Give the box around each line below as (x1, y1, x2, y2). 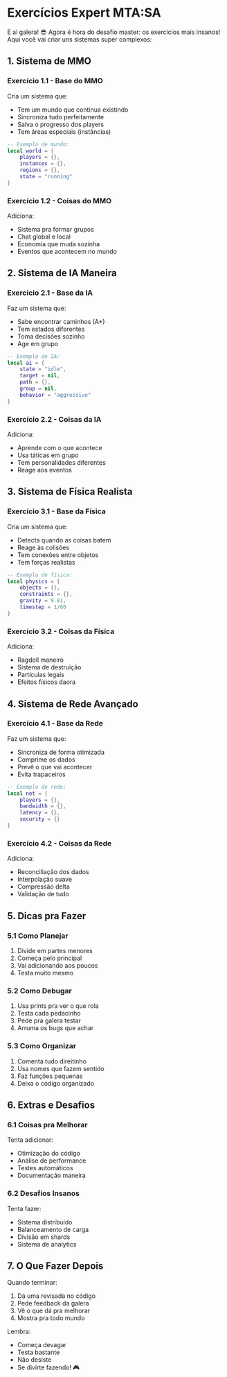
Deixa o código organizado (17, 1079, 95, 1087)
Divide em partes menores (17, 946, 93, 955)
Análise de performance (17, 1156, 87, 1165)
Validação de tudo (17, 890, 69, 898)
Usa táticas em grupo (17, 451, 79, 459)
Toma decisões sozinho (17, 332, 85, 341)
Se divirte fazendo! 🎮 (17, 1363, 80, 1371)
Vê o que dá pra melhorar (17, 1306, 91, 1315)
